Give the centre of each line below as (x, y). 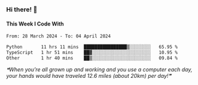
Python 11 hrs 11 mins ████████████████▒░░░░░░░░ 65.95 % (92, 47)
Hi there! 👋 (22, 10)
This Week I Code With (35, 24)
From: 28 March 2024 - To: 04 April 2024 (59, 36)
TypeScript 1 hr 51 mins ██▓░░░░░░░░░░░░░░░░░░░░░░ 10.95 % (92, 52)
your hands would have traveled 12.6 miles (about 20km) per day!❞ (89, 75)
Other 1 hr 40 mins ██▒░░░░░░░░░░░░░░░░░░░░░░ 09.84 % (92, 58)
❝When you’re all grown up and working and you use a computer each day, (99, 69)
